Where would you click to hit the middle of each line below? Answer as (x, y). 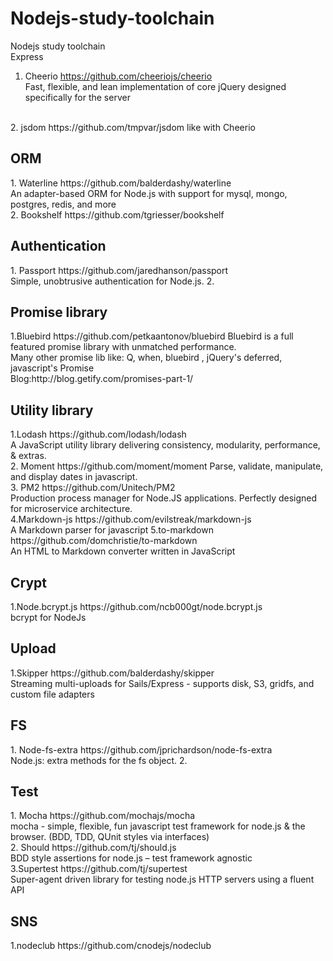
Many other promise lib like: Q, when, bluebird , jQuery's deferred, (146, 358)
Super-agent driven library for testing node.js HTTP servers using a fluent (162, 879)
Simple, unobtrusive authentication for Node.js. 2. (112, 281)
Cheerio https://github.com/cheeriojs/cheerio (118, 76)
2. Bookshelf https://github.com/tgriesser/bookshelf (117, 214)
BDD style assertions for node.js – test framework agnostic (131, 858)
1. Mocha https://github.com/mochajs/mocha (103, 816)
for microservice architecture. (71, 509)
